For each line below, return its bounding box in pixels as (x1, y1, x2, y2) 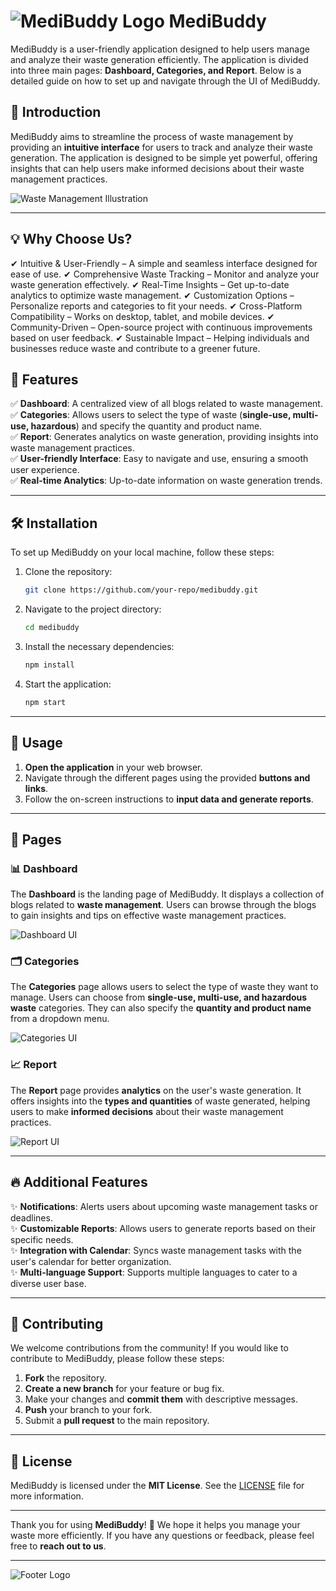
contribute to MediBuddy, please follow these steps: (10, 1353, 225, 1365)
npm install (24, 660, 75, 670)
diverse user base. (10, 1277, 87, 1289)
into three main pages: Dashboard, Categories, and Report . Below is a (10, 64, 302, 76)
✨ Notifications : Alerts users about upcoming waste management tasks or (10, 1200, 318, 1212)
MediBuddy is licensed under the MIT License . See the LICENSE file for (10, 1480, 305, 1492)
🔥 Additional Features (10, 1174, 148, 1191)
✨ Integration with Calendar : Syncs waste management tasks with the (10, 1244, 302, 1256)
